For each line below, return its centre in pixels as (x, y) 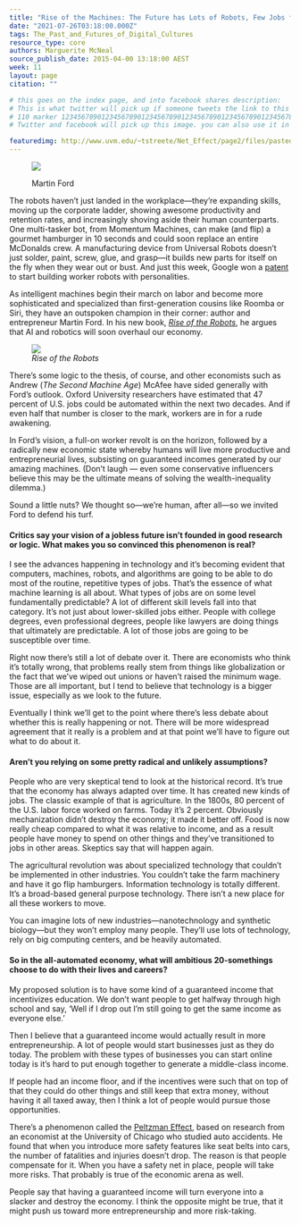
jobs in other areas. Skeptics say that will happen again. (112, 848)
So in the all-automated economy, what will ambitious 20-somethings (142, 960)
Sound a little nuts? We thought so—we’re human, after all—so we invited (144, 505)
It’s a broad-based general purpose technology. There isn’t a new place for (147, 894)
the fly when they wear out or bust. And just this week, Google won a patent (149, 267)
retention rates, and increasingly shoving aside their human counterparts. (144, 219)
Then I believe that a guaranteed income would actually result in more (137, 1035)
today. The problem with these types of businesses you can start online (141, 1054)
